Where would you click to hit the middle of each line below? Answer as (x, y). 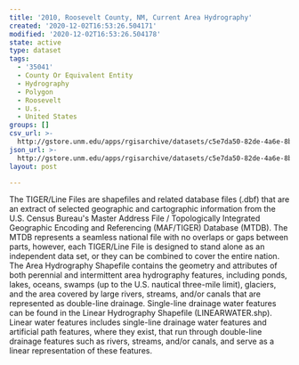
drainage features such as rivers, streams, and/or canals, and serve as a (141, 341)
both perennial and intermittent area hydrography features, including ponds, (148, 275)
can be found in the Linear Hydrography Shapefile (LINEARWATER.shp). (141, 313)
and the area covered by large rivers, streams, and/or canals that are (135, 294)
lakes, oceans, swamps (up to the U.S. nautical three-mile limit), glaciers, (143, 285)
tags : (19, 59)
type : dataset (36, 51)
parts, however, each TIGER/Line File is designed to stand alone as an (137, 247)
